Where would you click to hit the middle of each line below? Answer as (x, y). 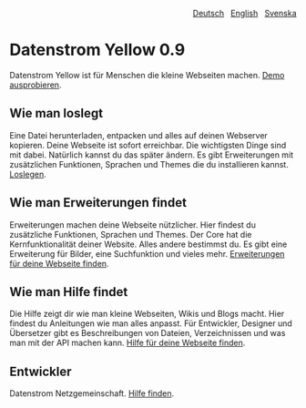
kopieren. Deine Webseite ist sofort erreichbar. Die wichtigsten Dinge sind (148, 145)
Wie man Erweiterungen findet (98, 203)
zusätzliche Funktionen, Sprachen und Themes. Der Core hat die (131, 234)
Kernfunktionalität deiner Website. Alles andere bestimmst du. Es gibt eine (148, 244)
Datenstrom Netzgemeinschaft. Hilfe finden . (92, 393)
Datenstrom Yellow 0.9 (97, 50)
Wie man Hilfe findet (69, 292)
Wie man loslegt (56, 113)
